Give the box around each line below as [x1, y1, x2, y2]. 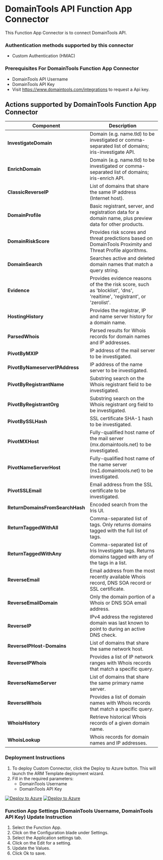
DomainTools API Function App [5, 3, 132, 15]
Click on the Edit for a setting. [12, 840, 72, 845]
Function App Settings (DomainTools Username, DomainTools [5, 807, 153, 814]
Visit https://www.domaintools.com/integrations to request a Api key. [12, 86, 150, 92]
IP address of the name [89, 361, 143, 368]
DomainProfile [7, 212, 41, 219]
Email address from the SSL [89, 481, 153, 488]
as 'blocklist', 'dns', [89, 287, 134, 294]
